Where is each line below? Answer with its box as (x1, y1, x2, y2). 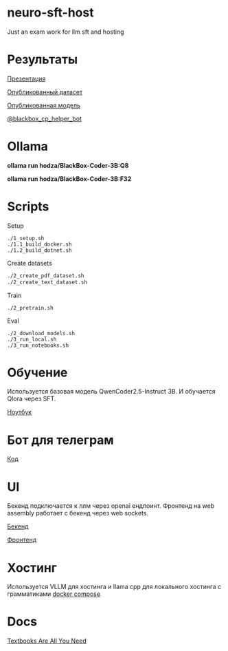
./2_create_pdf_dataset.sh (7, 272, 84, 279)
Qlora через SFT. (7, 394, 56, 403)
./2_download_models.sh (7, 330, 76, 337)
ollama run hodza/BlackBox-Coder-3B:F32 (7, 174, 132, 183)
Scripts (7, 199, 49, 214)
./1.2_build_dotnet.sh (7, 246, 72, 254)
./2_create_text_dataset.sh (7, 279, 88, 286)
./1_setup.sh (7, 235, 45, 242)
